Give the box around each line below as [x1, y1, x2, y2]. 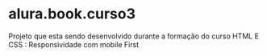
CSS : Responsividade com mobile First [8, 39, 140, 49]
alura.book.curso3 [8, 5, 136, 23]
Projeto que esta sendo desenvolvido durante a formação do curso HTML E [8, 31, 260, 41]
